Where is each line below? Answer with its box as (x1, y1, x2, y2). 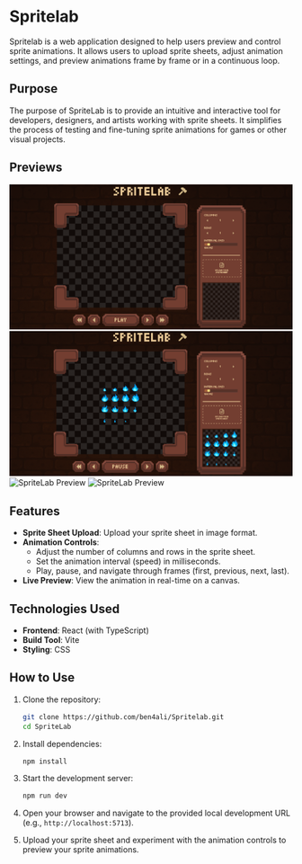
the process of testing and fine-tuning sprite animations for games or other (9, 124, 288, 135)
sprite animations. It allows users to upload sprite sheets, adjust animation (9, 45, 283, 56)
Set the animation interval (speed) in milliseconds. (35, 556, 221, 567)
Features (9, 503, 60, 519)
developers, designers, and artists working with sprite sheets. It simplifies (9, 114, 282, 125)
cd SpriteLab (22, 722, 72, 731)
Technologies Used (9, 601, 120, 617)
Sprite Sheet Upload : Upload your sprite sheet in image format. (22, 528, 258, 539)
